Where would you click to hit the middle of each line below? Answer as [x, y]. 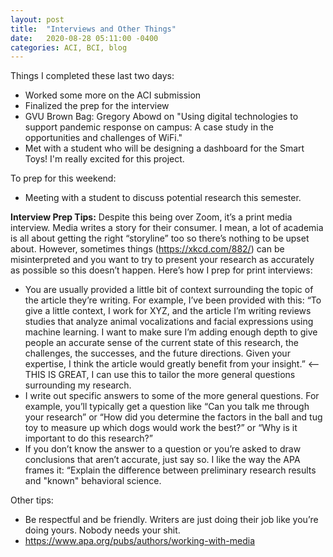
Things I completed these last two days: [92, 76]
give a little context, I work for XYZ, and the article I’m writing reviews [168, 311]
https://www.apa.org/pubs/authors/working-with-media [140, 541]
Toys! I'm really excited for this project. [104, 159]
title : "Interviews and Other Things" [93, 29]
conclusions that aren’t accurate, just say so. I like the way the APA [162, 460]
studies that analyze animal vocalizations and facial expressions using [169, 322]
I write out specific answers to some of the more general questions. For [172, 396]
